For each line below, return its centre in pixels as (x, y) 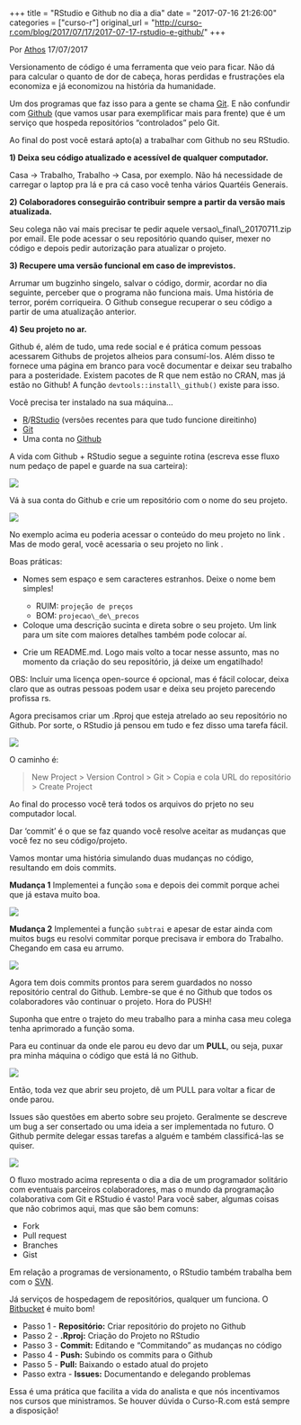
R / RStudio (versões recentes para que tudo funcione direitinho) (140, 419)
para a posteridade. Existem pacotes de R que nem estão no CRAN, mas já (147, 375)
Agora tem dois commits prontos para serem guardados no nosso (131, 982)
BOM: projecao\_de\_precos (88, 615)
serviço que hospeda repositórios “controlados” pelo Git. (115, 122)
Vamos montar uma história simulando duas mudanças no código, (132, 858)
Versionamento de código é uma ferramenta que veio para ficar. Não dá (142, 67)
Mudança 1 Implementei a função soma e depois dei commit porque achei (145, 885)
